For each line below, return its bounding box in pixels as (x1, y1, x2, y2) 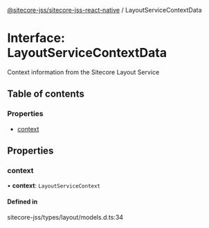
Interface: (7, 31, 66, 46)
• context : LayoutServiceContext (7, 181, 101, 190)
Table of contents (7, 88, 84, 100)
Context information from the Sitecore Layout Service (7, 67, 160, 76)
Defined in (7, 197, 38, 206)
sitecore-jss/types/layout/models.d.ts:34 (7, 213, 123, 221)
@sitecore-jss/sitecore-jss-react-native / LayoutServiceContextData (7, 6, 202, 14)
